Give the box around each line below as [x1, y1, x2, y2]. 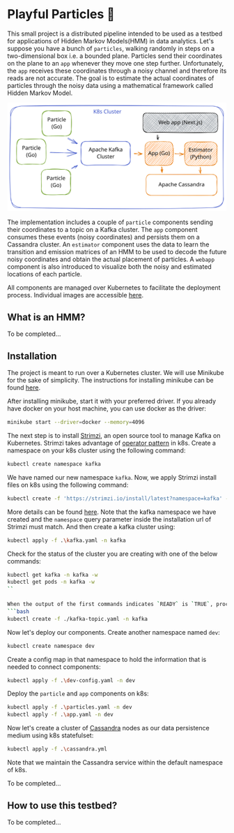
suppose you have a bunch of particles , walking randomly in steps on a [7, 44, 215, 52]
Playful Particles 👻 [7, 6, 115, 22]
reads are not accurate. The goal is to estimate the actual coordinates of [7, 73, 214, 82]
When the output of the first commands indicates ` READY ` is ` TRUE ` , [7, 600, 214, 608]
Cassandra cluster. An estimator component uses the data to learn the [7, 240, 210, 249]
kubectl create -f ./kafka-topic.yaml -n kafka [7, 615, 148, 622]
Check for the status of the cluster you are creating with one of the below [7, 550, 218, 558]
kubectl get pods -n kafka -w [7, 579, 95, 586]
